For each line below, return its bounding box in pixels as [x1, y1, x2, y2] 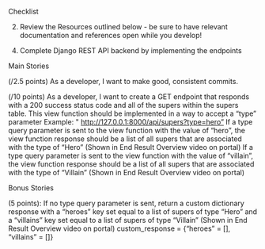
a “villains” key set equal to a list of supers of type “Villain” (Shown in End [8, 216, 248, 224]
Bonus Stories [8, 183, 54, 193]
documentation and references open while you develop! [19, 31, 203, 40]
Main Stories [8, 61, 50, 71]
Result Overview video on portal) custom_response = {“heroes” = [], [8, 224, 231, 233]
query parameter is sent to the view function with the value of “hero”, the [8, 126, 245, 135]
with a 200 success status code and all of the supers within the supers [8, 101, 239, 109]
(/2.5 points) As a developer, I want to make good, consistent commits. [8, 77, 239, 86]
